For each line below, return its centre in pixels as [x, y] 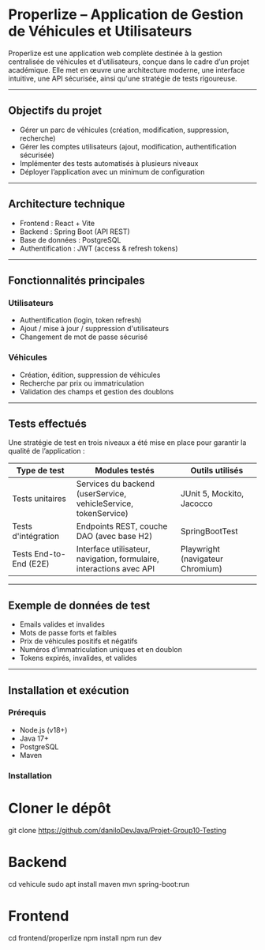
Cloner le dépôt [60, 808]
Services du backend [116, 484]
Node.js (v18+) [43, 729]
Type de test [40, 470]
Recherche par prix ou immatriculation [82, 383]
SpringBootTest [209, 531]
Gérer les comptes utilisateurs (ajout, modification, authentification [128, 146]
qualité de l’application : [47, 451]
